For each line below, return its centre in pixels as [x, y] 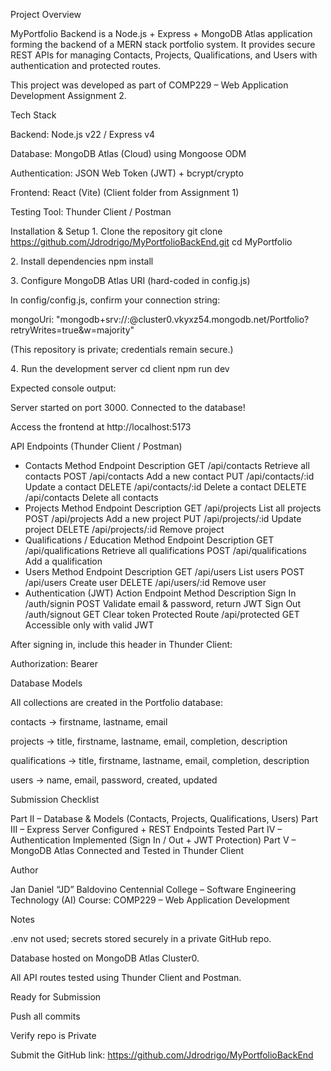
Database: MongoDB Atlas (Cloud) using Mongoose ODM [128, 153]
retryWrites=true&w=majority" [72, 330]
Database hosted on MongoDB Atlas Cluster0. [105, 958]
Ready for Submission [56, 997]
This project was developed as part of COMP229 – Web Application [149, 85]
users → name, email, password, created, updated [114, 780]
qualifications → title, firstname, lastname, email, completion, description [160, 760]
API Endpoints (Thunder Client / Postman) [96, 446]
